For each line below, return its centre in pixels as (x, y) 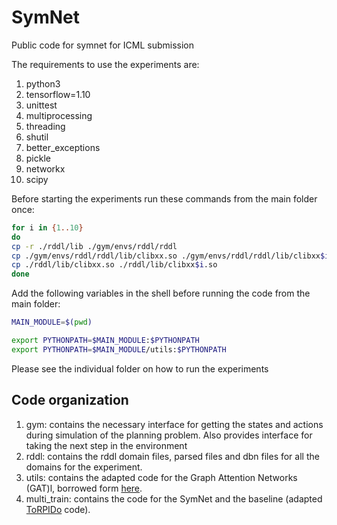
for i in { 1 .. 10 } (47, 227)
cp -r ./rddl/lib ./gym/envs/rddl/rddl (94, 246)
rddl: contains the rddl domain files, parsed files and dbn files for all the (172, 456)
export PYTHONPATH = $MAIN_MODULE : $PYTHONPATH (105, 341)
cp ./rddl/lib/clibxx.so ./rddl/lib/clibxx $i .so (114, 265)
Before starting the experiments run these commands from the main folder (164, 198)
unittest (41, 105)
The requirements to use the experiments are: (105, 64)
